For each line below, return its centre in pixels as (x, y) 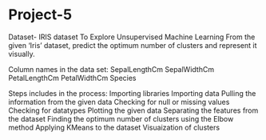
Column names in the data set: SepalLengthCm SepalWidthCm (111, 69)
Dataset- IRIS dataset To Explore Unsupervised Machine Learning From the (132, 37)
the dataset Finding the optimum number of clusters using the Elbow (121, 118)
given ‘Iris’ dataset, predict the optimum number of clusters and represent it (133, 45)
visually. (22, 54)
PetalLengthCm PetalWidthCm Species (72, 78)
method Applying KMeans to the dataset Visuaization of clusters (114, 127)
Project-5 (40, 15)
